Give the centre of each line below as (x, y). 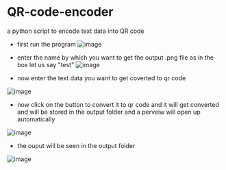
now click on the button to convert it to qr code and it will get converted (118, 104)
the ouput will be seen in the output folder (76, 145)
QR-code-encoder (60, 12)
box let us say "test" (46, 64)
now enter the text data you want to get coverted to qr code (101, 78)
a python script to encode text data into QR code (76, 31)
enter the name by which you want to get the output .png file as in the (115, 57)
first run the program (47, 44)
